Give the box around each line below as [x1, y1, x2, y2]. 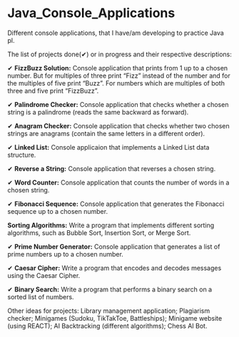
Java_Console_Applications [7, 5, 176, 21]
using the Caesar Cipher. [7, 271, 81, 279]
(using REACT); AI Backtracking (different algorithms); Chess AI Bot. [7, 321, 208, 330]
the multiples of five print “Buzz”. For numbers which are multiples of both [7, 78, 225, 87]
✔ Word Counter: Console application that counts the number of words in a [7, 178, 230, 187]
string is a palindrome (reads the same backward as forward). [7, 108, 189, 116]
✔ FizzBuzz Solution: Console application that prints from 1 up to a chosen [7, 63, 228, 72]
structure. [7, 150, 36, 159]
